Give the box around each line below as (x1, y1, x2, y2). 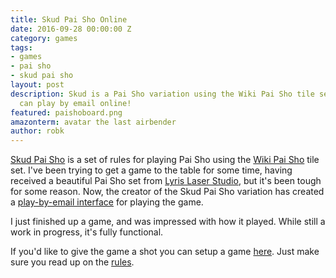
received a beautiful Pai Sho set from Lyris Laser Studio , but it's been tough (10, 175, 322, 187)
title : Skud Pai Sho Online (10, 14, 128, 25)
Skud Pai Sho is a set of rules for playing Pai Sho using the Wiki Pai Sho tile (10, 154, 320, 166)
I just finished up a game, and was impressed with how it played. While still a (10, 216, 326, 228)
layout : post (10, 80, 65, 90)
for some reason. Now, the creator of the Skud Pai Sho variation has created (10, 186, 325, 198)
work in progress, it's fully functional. (10, 226, 164, 238)
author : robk (10, 126, 65, 136)
